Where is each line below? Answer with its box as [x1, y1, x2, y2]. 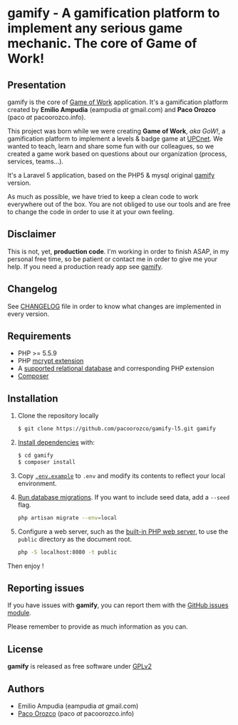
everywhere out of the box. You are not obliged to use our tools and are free [7, 200, 231, 208]
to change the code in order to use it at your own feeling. [7, 208, 175, 216]
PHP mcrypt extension [17, 357, 84, 365]
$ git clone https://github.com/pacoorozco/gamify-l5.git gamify [17, 425, 216, 432]
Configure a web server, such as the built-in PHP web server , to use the [17, 527, 229, 536]
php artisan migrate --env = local [17, 514, 118, 522]
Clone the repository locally [17, 412, 99, 420]
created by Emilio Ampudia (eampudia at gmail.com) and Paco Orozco [7, 106, 216, 113]
